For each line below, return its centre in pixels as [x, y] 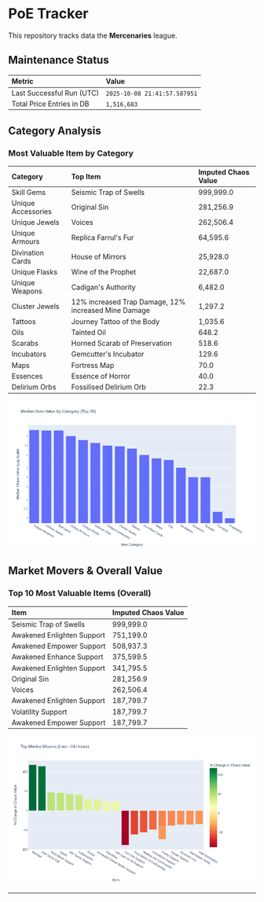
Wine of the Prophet [104, 271]
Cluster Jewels [35, 306]
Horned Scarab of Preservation [121, 344]
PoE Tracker [48, 14]
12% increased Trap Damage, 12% [128, 302]
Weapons [27, 291]
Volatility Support [39, 712]
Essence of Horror [101, 376]
